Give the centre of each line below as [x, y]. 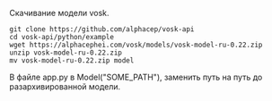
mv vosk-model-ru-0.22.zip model [72, 61]
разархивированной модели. [65, 87]
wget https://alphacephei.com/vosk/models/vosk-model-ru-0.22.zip [136, 45]
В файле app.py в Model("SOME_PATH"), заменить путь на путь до [136, 77]
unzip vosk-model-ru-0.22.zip [66, 53]
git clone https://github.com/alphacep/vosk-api [102, 29]
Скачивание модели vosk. [59, 13]
